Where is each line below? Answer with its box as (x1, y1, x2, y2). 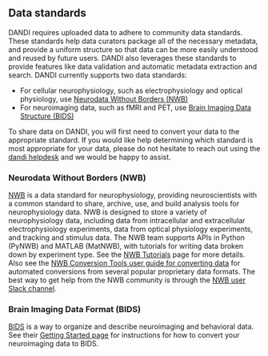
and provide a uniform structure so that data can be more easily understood (8, 44, 258, 54)
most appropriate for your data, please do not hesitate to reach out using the (8, 143, 261, 153)
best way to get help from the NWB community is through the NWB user (8, 275, 246, 285)
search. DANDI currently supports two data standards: (8, 70, 187, 79)
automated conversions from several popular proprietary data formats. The (8, 267, 256, 277)
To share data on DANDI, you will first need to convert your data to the (8, 126, 240, 136)
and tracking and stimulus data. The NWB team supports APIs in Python (8, 233, 246, 242)
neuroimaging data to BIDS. (8, 339, 99, 349)
